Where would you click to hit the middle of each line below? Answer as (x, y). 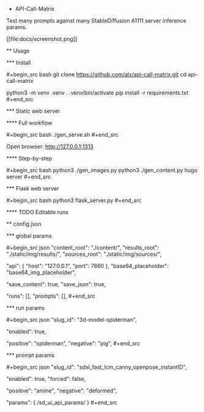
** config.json (24, 224)
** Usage (18, 51)
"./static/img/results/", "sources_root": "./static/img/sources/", (84, 254)
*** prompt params (31, 355)
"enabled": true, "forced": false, (46, 379)
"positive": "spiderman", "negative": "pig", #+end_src (73, 343)
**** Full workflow (29, 123)
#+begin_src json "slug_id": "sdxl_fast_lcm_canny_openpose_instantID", (97, 367)
